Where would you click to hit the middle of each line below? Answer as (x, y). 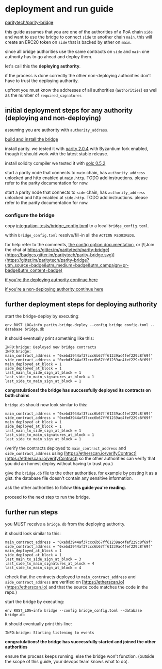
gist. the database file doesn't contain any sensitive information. (69, 478)
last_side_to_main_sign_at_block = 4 (43, 568)
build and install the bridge (32, 139)
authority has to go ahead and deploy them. (49, 56)
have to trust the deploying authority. (42, 81)
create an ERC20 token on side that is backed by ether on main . (68, 42)
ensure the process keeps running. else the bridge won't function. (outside (80, 656)
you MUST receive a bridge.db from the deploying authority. (65, 524)
